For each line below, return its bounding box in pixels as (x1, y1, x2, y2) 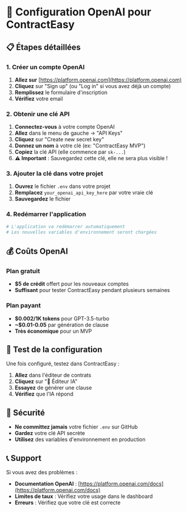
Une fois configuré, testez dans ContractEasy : (6, 360, 120, 367)
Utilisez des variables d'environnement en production (14, 436, 146, 443)
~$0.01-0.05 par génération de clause (14, 321, 109, 328)
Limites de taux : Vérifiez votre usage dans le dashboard (14, 492, 153, 500)
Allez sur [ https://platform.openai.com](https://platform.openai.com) (14, 76, 182, 83)
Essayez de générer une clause (14, 384, 93, 391)
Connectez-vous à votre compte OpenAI (14, 124, 115, 131)
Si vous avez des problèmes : (6, 468, 78, 475)
